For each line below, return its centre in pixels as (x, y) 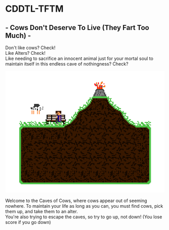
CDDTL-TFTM (34, 9)
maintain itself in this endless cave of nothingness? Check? (67, 64)
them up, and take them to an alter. (42, 212)
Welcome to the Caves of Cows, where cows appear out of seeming (76, 201)
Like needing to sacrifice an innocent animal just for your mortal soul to (79, 58)
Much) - (18, 35)
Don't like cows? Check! (30, 48)
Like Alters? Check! (25, 53)
